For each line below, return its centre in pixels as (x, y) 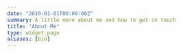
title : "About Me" (33, 26)
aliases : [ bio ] (29, 39)
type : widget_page (33, 33)
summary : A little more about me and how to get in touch (91, 20)
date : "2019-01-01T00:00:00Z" (50, 13)
